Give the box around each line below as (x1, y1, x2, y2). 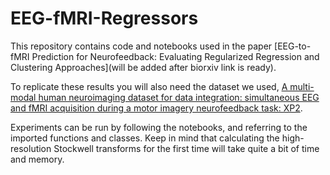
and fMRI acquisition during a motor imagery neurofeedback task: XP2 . (10, 102, 303, 114)
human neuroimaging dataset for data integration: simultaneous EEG (38, 91, 320, 103)
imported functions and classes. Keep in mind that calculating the (10, 132, 280, 144)
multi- (289, 80, 315, 92)
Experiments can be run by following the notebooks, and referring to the (10, 121, 308, 133)
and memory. (10, 153, 65, 165)
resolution (10, 142, 52, 154)
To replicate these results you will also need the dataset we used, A (10, 80, 288, 92)
